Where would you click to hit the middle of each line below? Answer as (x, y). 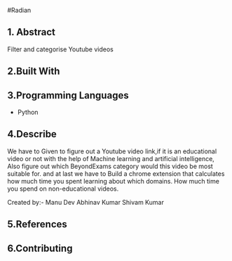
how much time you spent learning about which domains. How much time (113, 181)
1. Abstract (32, 32)
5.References (37, 224)
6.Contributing (40, 248)
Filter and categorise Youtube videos (60, 49)
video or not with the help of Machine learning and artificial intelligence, (111, 158)
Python (28, 113)
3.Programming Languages (68, 95)
